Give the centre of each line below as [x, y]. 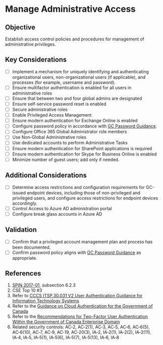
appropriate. [25, 258]
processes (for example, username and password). [64, 82]
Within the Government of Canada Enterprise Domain [66, 322]
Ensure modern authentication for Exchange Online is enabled [75, 121]
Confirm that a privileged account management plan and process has [82, 242]
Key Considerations [36, 60]
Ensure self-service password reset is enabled [59, 104]
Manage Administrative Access [70, 9]
